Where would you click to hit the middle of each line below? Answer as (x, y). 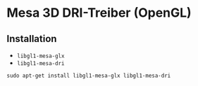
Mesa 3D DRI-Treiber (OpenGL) (99, 13)
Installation (32, 39)
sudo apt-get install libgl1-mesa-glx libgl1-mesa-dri (89, 76)
